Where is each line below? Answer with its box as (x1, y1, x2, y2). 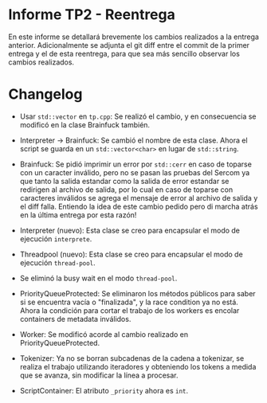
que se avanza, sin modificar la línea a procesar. (19, 370, 179, 380)
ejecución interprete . (19, 233, 92, 244)
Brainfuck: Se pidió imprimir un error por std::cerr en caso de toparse (19, 159, 253, 169)
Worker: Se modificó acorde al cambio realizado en (19, 329, 189, 339)
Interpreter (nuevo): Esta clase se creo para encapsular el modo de (19, 225, 241, 235)
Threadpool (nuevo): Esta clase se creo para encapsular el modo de (19, 249, 243, 259)
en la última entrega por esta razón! (19, 209, 137, 220)
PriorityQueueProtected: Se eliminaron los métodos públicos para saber (19, 288, 257, 298)
